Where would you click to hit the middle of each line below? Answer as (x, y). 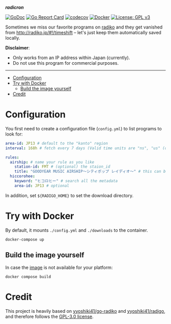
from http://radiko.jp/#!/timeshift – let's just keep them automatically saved (83, 32)
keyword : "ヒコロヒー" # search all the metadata (66, 181)
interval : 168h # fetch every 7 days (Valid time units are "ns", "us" (83, 148)
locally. (13, 38)
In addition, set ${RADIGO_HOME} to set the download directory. (69, 195)
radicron (15, 7)
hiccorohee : (23, 176)
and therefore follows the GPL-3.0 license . (49, 316)
